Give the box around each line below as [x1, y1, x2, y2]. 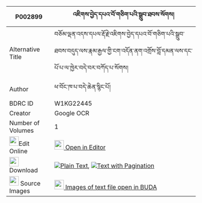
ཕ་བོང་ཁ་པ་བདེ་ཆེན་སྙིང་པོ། [54, 83, 111, 91]
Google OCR [54, 109, 90, 117]
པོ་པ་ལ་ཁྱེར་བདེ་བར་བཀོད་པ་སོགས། [54, 64, 129, 71]
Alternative [9, 45, 40, 53]
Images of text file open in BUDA [65, 183, 158, 191]
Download [9, 166, 38, 174]
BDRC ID [9, 99, 34, 108]
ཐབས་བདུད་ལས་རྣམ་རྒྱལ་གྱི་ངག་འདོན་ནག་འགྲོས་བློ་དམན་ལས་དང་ [54, 47, 193, 55]
